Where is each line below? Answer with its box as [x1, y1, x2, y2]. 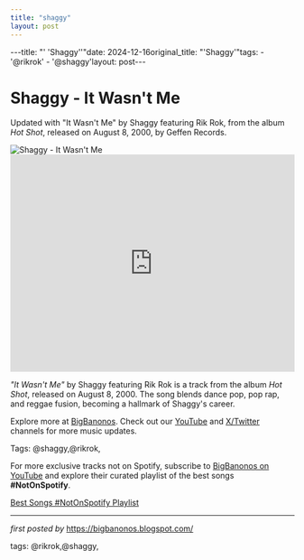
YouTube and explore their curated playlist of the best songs [10, 471, 235, 481]
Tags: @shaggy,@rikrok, [10, 443, 101, 454]
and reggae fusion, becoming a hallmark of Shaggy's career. [10, 398, 235, 409]
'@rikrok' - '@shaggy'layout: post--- [10, 56, 147, 67]
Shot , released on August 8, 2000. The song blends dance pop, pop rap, [10, 389, 281, 400]
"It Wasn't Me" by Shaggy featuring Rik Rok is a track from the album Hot [10, 379, 282, 390]
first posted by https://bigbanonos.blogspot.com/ [10, 523, 194, 534]
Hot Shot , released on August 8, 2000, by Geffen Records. [10, 127, 227, 138]
